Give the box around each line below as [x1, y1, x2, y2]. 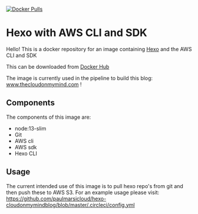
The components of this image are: [6, 113, 91, 121]
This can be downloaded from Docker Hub [6, 63, 110, 70]
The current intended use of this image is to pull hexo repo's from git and [6, 182, 184, 189]
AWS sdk [14, 143, 37, 151]
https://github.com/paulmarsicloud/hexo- [6, 195, 107, 202]
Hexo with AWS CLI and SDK [6, 26, 147, 39]
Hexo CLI [14, 150, 37, 157]
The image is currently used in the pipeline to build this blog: [6, 74, 153, 82]
